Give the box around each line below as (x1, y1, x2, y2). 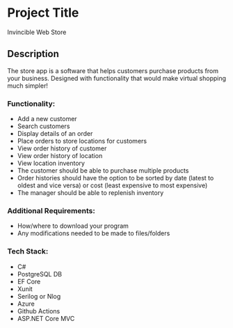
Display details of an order (17, 130, 93, 138)
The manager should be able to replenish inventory (17, 189, 164, 197)
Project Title (7, 5, 79, 21)
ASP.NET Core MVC (17, 314, 75, 322)
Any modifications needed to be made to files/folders (17, 229, 170, 237)
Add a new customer (17, 115, 78, 123)
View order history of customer (17, 144, 107, 153)
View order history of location (17, 152, 103, 160)
